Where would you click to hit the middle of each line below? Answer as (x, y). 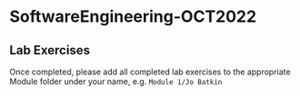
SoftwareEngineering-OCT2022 (133, 17)
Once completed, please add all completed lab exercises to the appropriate (150, 72)
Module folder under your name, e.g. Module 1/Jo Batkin (116, 82)
